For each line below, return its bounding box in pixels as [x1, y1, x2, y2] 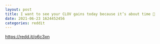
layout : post [5, 7, 32, 12]
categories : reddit [5, 20, 45, 26]
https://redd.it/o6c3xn [5, 34, 50, 40]
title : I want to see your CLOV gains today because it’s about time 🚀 [5, 12, 155, 16]
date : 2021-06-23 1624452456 [5, 16, 65, 21]
